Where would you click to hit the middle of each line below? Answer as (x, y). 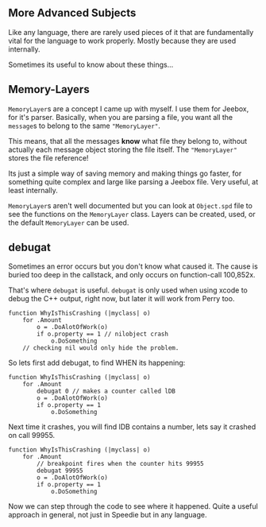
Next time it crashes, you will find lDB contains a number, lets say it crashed (132, 427)
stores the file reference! (48, 157)
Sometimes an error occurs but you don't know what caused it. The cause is (133, 266)
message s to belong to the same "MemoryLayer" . (85, 126)
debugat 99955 (60, 471)
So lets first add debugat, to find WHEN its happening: (97, 363)
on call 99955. (32, 436)
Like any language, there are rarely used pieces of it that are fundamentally (131, 32)
